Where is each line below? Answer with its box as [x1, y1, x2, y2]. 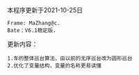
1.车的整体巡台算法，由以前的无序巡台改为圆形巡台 [7, 55, 133, 62]
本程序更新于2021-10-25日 [7, 6, 83, 14]
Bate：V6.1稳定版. [7, 27, 56, 34]
